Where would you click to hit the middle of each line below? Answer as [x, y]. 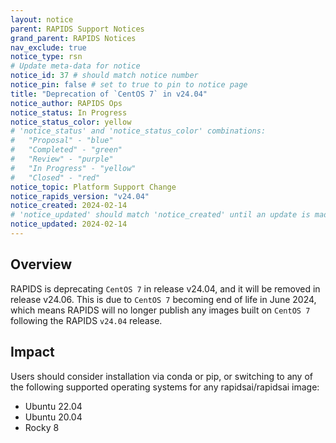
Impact [32, 352]
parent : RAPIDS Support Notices [77, 29]
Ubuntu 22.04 [53, 406]
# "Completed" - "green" [66, 150]
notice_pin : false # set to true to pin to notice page [129, 85]
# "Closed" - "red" [55, 177]
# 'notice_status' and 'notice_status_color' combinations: [138, 131]
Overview [41, 264]
